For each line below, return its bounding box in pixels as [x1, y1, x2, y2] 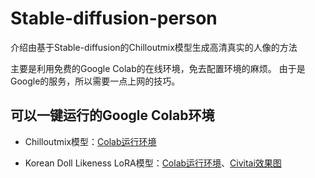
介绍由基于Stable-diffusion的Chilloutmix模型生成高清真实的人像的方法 [10, 41, 298, 53]
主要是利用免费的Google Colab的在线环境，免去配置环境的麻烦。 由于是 [10, 62, 306, 74]
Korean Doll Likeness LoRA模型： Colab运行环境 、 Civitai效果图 [24, 157, 282, 169]
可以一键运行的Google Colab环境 [10, 107, 215, 124]
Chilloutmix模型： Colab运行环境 [24, 135, 157, 147]
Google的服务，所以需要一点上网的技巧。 [10, 75, 181, 87]
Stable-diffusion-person [10, 7, 218, 30]
